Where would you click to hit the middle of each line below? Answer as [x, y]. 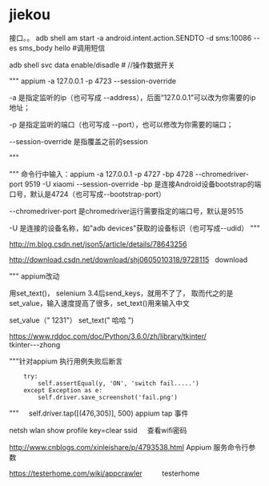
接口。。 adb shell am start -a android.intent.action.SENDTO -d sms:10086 [130, 38]
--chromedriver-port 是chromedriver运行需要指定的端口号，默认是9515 [126, 211]
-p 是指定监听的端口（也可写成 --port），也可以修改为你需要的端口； [121, 124]
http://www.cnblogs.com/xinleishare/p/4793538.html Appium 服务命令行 [129, 447]
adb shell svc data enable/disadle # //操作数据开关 [92, 65]
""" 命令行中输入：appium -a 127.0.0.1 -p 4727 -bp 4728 [101, 174]
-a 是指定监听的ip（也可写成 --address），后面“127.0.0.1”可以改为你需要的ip [132, 97]
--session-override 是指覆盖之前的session [78, 141]
